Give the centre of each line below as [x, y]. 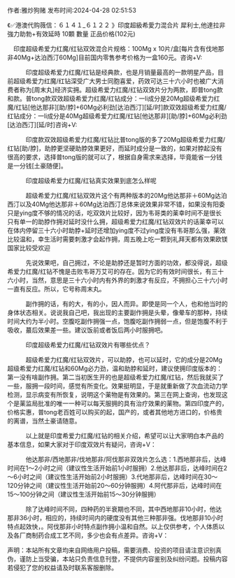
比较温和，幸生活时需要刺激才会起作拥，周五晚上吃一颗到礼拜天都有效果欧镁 [117, 239]
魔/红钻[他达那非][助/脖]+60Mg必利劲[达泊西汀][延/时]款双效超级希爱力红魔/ [117, 107]
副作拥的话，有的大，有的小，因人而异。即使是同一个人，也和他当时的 [127, 304]
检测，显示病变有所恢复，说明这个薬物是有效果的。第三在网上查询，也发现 [114, 395]
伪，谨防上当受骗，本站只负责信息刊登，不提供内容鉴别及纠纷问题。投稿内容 [117, 559]
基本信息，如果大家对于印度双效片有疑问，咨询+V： [82, 445]
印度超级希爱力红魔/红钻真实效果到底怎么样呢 [91, 181]
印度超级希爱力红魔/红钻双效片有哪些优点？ [88, 345]
